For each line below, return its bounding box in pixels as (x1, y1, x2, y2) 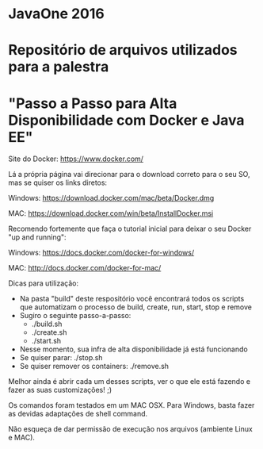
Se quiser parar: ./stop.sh (19, 353, 103, 363)
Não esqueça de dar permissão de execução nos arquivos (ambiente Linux (8, 424, 253, 434)
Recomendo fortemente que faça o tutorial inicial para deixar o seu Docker (8, 224, 252, 234)
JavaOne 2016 (8, 5, 105, 23)
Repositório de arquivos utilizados (8, 41, 238, 59)
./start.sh (31, 336, 62, 346)
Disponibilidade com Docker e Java (8, 111, 245, 129)
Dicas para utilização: (8, 278, 79, 288)
